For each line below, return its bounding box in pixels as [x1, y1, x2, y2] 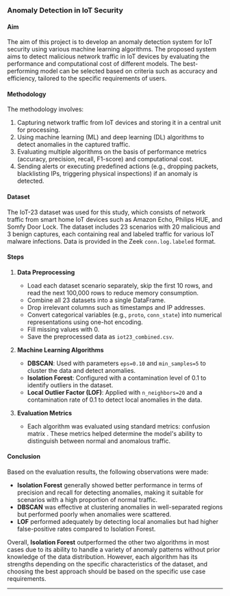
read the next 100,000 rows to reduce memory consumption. [27, 288, 199, 297]
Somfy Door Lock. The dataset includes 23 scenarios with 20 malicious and [7, 222, 220, 231]
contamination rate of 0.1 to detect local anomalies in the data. [27, 396, 203, 404]
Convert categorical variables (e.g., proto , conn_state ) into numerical [27, 310, 222, 319]
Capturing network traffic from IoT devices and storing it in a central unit [16, 119, 221, 127]
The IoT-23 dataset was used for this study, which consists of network [7, 208, 206, 216]
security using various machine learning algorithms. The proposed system [7, 45, 217, 54]
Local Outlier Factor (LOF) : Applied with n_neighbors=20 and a [27, 388, 203, 396]
